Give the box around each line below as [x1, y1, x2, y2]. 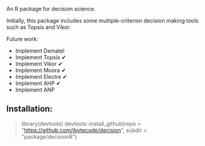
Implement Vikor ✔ [15, 60, 63, 67]
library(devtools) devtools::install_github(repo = [21, 120, 141, 127]
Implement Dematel [15, 47, 65, 54]
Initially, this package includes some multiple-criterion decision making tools [6, 17, 199, 24]
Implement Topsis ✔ [15, 54, 66, 60]
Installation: [6, 104, 53, 114]
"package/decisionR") [21, 133, 78, 140]
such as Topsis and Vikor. [6, 24, 71, 31]
